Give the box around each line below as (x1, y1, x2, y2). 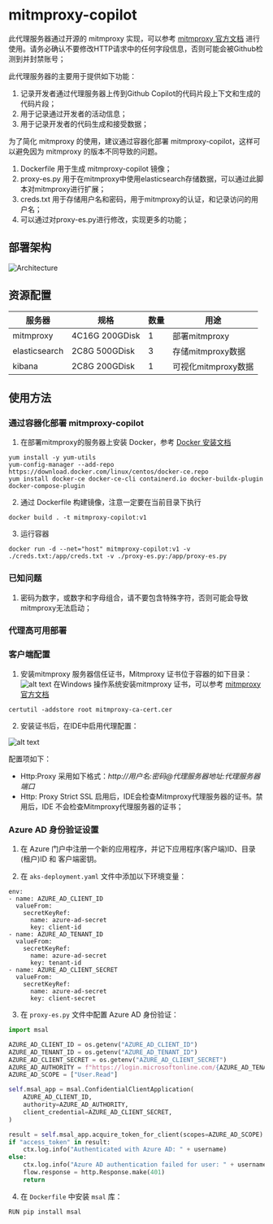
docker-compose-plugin (8, 482, 85, 490)
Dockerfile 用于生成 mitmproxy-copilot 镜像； (19, 163, 172, 173)
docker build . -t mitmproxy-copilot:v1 (8, 514, 148, 522)
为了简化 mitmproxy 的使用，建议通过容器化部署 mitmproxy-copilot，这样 (8, 136, 253, 146)
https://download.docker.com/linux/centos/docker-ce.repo (8, 468, 209, 477)
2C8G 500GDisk (71, 345, 136, 356)
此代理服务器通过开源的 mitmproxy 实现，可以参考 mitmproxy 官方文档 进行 (8, 33, 261, 43)
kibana (12, 360, 39, 372)
